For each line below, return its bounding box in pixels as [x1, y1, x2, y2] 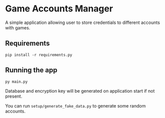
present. [5, 93, 22, 99]
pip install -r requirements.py [5, 52, 72, 57]
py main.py [5, 79, 28, 84]
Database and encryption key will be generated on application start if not [5, 88, 155, 94]
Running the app [5, 66, 57, 75]
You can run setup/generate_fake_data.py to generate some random [5, 103, 146, 109]
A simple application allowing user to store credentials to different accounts [5, 19, 161, 25]
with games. [5, 24, 30, 30]
